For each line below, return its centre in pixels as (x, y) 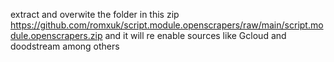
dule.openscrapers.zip (56, 35)
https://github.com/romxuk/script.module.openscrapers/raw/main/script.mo (167, 25)
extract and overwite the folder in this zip (95, 14)
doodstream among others (65, 46)
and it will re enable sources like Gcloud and (195, 35)
